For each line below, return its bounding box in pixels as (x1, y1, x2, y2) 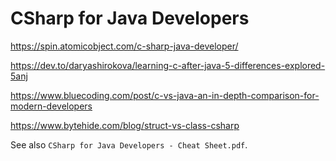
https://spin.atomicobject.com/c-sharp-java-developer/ (10, 40, 239, 52)
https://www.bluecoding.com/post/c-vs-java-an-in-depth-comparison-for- (10, 89, 320, 101)
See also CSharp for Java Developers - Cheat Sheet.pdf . (10, 138, 248, 151)
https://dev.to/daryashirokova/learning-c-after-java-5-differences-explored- (10, 59, 326, 71)
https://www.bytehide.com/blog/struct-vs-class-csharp (10, 119, 240, 131)
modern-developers (10, 100, 93, 112)
